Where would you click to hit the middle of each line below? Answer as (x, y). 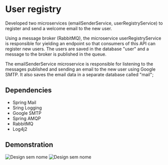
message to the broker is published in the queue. (56, 54)
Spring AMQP (27, 118)
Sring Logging (27, 108)
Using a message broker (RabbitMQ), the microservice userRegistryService (83, 38)
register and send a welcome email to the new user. (59, 28)
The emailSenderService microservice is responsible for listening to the (79, 64)
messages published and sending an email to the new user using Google (80, 69)
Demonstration (29, 145)
